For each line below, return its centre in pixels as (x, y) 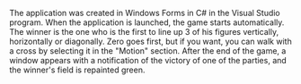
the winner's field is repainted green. (77, 70)
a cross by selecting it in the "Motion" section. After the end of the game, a (148, 51)
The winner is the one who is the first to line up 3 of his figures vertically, (144, 32)
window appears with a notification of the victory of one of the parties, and (148, 60)
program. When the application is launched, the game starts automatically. (147, 22)
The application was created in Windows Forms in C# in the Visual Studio (145, 13)
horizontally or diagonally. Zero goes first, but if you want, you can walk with (150, 41)
